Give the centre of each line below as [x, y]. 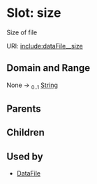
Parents [24, 109]
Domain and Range [48, 68]
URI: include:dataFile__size [45, 46]
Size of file [22, 32]
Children [25, 132]
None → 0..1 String [32, 86]
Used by [25, 156]
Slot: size [34, 13]
